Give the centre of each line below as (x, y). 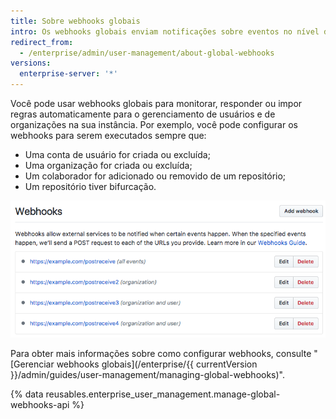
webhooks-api (40, 405)
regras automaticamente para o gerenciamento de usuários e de (143, 114)
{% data (27, 394)
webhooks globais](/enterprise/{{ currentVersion (157, 364)
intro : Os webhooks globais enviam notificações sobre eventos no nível (165, 31)
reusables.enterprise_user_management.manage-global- (163, 394)
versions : (31, 63)
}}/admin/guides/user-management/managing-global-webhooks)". (148, 375)
